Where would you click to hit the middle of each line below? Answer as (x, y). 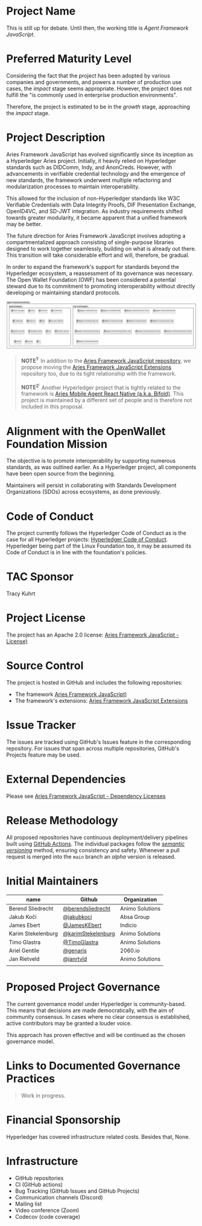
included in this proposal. (52, 406)
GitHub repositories (39, 1178)
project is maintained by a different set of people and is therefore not (106, 400)
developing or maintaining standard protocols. (63, 293)
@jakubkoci (77, 916)
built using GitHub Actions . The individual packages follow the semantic (96, 844)
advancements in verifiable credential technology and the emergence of (96, 173)
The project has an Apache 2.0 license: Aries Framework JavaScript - (93, 635)
